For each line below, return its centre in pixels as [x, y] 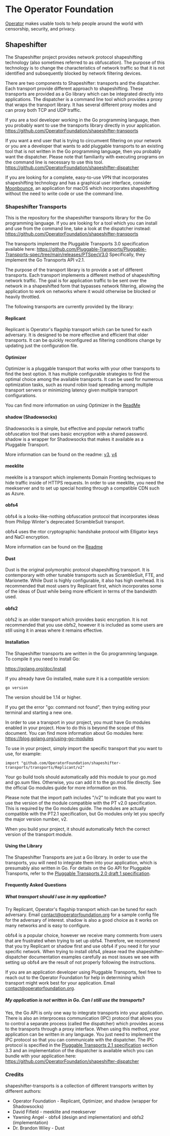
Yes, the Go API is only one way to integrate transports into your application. [85, 1013]
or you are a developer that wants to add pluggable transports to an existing [84, 146]
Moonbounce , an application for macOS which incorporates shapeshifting [82, 188]
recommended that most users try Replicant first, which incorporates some [83, 586]
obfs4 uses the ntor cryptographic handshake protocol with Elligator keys [82, 532]
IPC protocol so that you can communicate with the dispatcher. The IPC [80, 1040]
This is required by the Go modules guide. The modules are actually [76, 808]
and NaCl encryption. [27, 537]
